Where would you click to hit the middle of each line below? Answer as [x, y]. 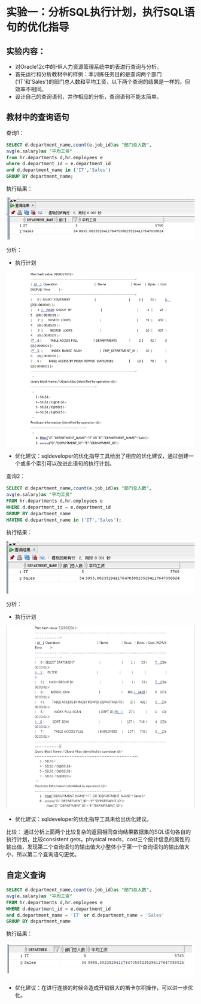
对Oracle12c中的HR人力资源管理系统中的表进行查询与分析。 [89, 67]
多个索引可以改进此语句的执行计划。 [70, 464]
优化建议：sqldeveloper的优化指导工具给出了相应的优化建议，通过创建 [102, 456]
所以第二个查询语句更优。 [48, 854]
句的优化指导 [38, 27]
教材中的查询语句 [38, 117]
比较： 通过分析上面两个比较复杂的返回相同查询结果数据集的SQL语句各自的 [99, 832]
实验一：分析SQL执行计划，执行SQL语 [100, 12]
